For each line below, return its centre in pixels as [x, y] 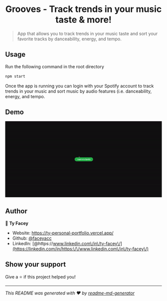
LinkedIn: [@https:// [33, 243]
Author [16, 211]
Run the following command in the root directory [55, 66]
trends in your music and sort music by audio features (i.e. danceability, [79, 91]
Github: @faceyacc [32, 238]
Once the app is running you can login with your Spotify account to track [80, 86]
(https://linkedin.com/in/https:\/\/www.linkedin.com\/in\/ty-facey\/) [81, 249]
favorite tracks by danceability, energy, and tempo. [69, 39]
